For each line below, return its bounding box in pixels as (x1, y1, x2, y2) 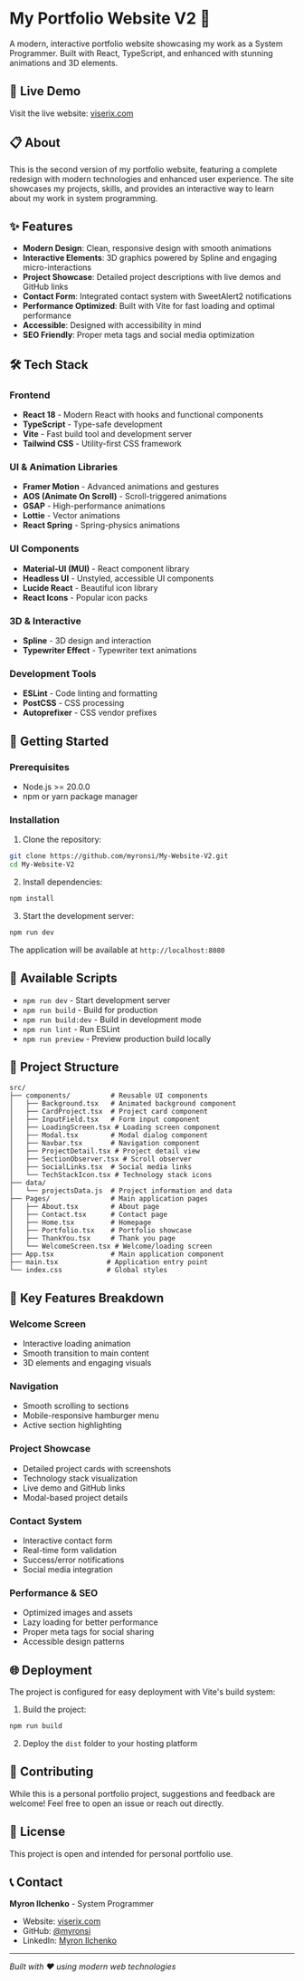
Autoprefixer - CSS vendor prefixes (22, 707, 157, 719)
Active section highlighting (22, 1420, 122, 1431)
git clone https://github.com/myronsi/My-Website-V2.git (9, 852, 229, 861)
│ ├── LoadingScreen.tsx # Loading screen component (9, 1123, 221, 1132)
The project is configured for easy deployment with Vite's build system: (9, 1686, 276, 1697)
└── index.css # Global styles (9, 1266, 168, 1275)
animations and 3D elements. (9, 57, 119, 68)
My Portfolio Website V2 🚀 (9, 8, 211, 29)
